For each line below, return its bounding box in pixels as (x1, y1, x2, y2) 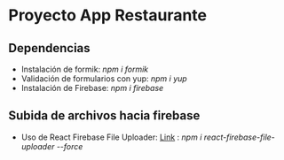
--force (56, 141, 83, 151)
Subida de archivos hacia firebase (8, 108, 201, 124)
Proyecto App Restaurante (8, 5, 208, 26)
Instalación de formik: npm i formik (20, 64, 149, 74)
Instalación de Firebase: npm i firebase (20, 83, 164, 93)
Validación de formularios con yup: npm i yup (20, 73, 187, 84)
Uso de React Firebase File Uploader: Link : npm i (20, 132, 202, 142)
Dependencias (8, 41, 91, 56)
